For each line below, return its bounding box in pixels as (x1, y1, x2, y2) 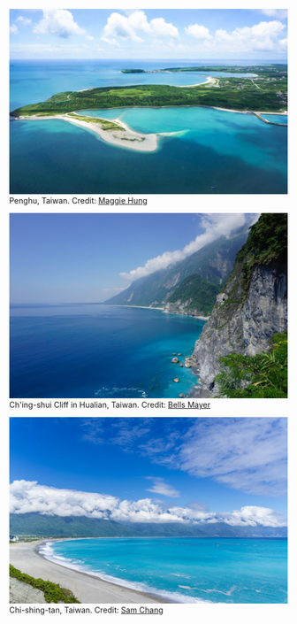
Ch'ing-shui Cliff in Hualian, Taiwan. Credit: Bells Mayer (9, 399, 210, 411)
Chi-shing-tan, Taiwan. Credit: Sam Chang (9, 605, 164, 615)
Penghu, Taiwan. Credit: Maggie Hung (9, 195, 148, 205)
